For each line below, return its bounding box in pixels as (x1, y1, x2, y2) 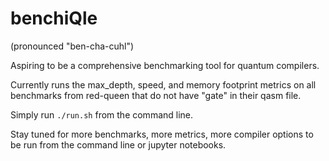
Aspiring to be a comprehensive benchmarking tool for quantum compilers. (10, 59, 320, 71)
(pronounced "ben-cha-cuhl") (10, 40, 135, 52)
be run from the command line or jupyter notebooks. (10, 138, 227, 151)
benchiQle (10, 7, 98, 30)
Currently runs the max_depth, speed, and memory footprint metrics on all (10, 78, 317, 91)
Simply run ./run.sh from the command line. (10, 108, 194, 121)
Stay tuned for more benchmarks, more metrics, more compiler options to (10, 128, 314, 140)
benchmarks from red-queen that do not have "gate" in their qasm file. (10, 89, 302, 101)
